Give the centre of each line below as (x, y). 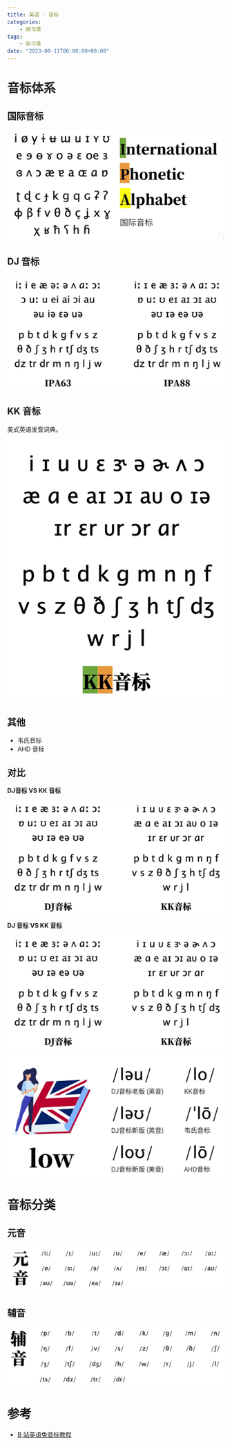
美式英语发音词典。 (35, 429)
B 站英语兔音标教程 (44, 1434)
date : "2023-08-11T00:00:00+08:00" (58, 51)
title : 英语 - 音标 (33, 15)
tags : (15, 37)
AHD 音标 (31, 749)
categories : (24, 22)
